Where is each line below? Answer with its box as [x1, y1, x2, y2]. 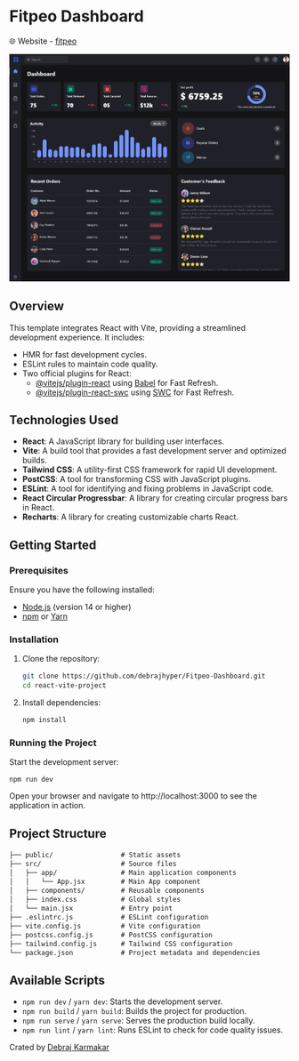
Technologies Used [9, 413, 118, 428]
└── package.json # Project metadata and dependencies [9, 949, 261, 958]
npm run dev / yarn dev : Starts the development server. [21, 996, 223, 1007]
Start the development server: [9, 757, 119, 768]
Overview [9, 299, 65, 314]
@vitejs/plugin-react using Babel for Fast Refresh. [35, 377, 219, 388]
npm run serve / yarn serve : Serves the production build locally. [21, 1016, 255, 1025]
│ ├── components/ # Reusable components [9, 887, 205, 896]
